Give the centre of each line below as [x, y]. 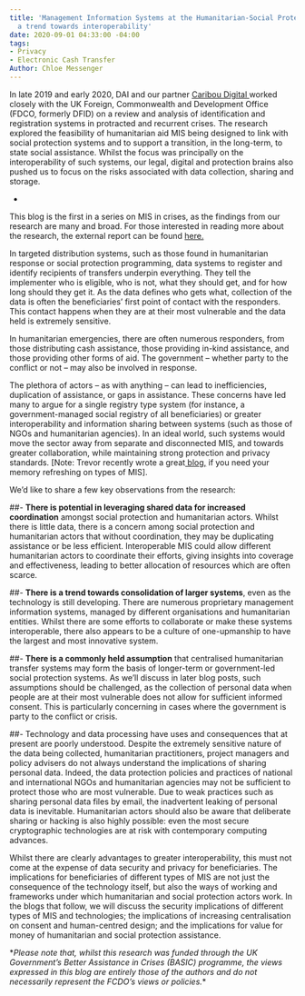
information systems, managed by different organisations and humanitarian [150, 612]
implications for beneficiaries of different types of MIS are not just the [140, 877]
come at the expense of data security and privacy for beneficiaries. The [144, 867]
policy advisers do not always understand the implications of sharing [138, 762]
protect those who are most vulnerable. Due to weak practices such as [142, 792]
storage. [25, 181]
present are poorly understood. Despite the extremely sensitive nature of [146, 743]
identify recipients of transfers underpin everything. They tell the [130, 273]
